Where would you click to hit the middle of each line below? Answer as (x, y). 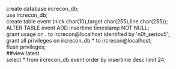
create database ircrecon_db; (43, 9)
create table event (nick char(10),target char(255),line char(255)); (87, 21)
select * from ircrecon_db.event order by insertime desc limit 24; (86, 60)
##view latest (23, 53)
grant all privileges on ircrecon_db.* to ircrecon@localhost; (79, 40)
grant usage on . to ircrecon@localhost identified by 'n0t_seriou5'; (88, 34)
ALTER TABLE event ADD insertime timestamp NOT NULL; (78, 28)
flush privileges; (26, 47)
